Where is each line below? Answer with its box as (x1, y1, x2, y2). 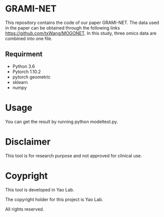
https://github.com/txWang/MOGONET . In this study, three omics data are (5, 30, 157, 36)
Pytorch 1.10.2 (12, 68, 41, 74)
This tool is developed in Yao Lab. (5, 186, 75, 192)
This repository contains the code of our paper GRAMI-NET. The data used (5, 19, 160, 25)
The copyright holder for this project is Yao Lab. (5, 196, 103, 202)
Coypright (5, 170, 48, 181)
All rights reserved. (5, 206, 44, 212)
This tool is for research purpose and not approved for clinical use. (5, 152, 142, 158)
